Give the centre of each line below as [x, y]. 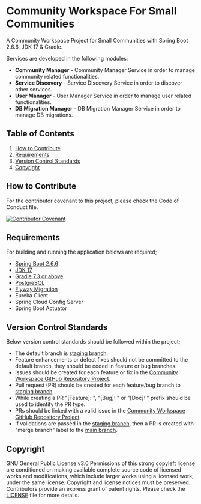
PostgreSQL [30, 283]
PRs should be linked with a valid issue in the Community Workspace [100, 411]
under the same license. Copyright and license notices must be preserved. [98, 482]
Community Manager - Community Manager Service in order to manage [105, 70]
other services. [34, 89]
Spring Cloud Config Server [49, 302]
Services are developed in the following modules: [67, 58]
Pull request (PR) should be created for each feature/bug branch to [98, 385]
